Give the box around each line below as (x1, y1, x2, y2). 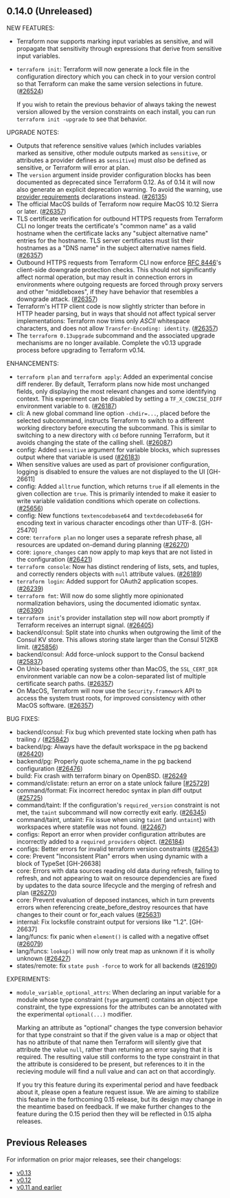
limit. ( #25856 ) (16, 643, 59, 651)
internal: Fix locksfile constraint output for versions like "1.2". (16, 918, 188, 926)
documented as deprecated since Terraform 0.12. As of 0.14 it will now (16, 178, 216, 186)
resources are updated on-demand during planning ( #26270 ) (16, 540, 190, 548)
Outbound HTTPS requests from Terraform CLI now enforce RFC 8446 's (16, 258, 222, 267)
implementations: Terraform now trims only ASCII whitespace (16, 316, 190, 325)
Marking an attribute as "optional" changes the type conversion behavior (16, 1023, 223, 1032)
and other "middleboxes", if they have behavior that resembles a (16, 287, 198, 296)
